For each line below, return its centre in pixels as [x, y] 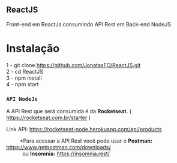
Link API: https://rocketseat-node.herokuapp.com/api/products [84, 129]
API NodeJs [22, 99]
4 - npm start [22, 84]
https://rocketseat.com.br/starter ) [49, 118]
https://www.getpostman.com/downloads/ [58, 147]
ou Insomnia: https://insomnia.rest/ [66, 154]
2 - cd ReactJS [25, 71]
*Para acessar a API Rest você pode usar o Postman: [86, 141]
